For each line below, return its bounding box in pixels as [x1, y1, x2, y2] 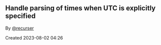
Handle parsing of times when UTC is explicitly [5, 4, 156, 12]
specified [5, 12, 36, 20]
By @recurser [5, 25, 34, 31]
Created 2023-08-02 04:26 [5, 34, 63, 40]
